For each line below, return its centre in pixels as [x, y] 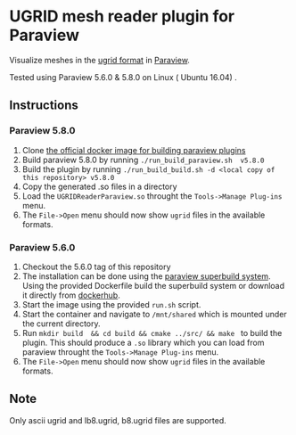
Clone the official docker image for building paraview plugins [134, 150]
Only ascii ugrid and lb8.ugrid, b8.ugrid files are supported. [118, 420]
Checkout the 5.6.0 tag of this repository [96, 267]
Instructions [44, 106]
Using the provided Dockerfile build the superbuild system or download [153, 285]
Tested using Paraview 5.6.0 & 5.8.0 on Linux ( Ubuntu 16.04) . [123, 77]
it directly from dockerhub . [71, 295]
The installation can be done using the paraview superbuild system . [146, 276]
